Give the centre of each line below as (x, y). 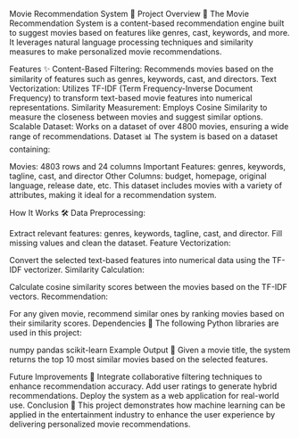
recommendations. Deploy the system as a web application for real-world (144, 396)
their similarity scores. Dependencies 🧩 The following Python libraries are (144, 323)
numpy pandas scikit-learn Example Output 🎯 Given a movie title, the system (150, 350)
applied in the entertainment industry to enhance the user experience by (142, 414)
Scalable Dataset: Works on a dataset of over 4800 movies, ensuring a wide (149, 126)
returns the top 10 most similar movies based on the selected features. (139, 359)
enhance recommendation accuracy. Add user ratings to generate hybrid (143, 386)
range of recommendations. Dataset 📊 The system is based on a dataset (144, 136)
